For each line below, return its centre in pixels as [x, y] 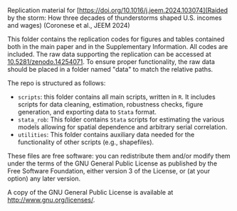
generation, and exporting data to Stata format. [87, 112]
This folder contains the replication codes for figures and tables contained [116, 39]
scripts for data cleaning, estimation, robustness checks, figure [110, 104]
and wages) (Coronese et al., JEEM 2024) [69, 25]
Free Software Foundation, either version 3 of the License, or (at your [109, 171]
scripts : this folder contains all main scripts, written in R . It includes [116, 97]
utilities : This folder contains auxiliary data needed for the [106, 135]
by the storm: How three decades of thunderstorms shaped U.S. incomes [115, 18]
